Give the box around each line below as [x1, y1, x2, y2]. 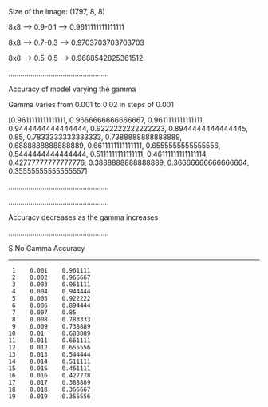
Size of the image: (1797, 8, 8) [8, 7, 105, 16]
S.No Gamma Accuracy [8, 244, 85, 253]
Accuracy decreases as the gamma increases [8, 213, 159, 222]
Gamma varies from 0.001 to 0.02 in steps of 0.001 [8, 100, 174, 109]
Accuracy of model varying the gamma [8, 84, 136, 94]
